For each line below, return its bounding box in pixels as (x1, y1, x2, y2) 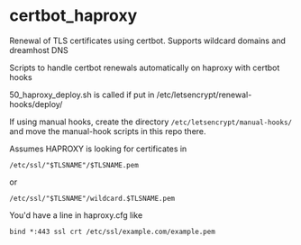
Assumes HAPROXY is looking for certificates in (9, 143, 187, 154)
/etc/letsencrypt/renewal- (156, 89, 252, 100)
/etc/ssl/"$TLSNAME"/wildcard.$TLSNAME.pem (9, 194, 176, 203)
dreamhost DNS (9, 44, 69, 55)
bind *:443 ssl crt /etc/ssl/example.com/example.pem (9, 227, 216, 236)
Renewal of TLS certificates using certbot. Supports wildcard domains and (9, 35, 287, 46)
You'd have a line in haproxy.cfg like (9, 209, 143, 221)
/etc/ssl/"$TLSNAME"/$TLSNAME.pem (9, 160, 140, 169)
